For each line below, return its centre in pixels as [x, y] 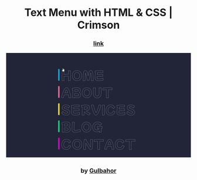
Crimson [98, 25]
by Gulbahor [98, 171]
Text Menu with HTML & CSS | [98, 13]
